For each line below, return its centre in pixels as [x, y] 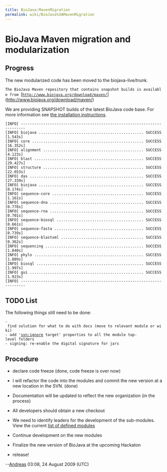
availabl [153, 89]
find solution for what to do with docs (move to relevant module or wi [84, 326]
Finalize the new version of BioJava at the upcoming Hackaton [77, 445]
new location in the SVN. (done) [45, 386]
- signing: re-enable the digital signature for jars [62, 344]
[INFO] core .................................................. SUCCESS [83, 141]
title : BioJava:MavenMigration [38, 10]
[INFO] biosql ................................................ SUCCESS [83, 263]
